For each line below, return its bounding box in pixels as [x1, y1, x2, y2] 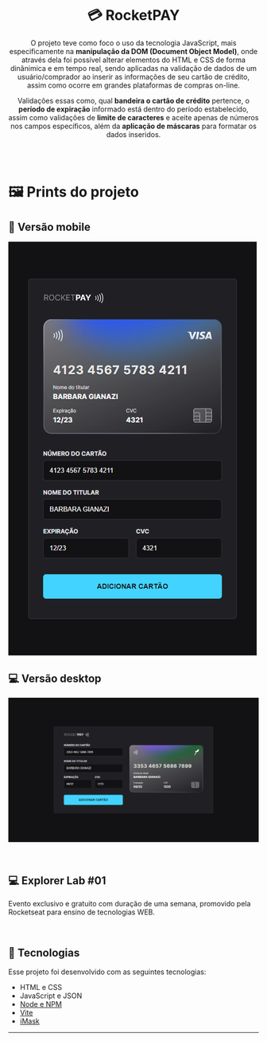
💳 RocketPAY [87, 6, 180, 25]
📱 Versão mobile [8, 220, 91, 233]
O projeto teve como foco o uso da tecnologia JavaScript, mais [30, 37, 237, 48]
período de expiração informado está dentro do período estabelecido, [18, 104, 249, 114]
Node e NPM [19, 1000, 62, 1009]
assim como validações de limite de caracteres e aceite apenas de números [8, 112, 259, 122]
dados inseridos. [106, 129, 161, 139]
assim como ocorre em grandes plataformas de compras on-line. [26, 80, 241, 90]
